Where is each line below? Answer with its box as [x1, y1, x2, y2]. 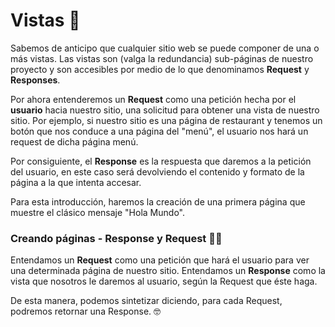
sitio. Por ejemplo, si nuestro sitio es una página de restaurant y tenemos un [10, 114, 323, 126]
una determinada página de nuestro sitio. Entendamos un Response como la [10, 265, 326, 277]
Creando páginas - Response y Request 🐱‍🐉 [10, 231, 223, 245]
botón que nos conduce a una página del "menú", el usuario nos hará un [10, 125, 309, 137]
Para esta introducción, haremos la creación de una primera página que [10, 195, 306, 208]
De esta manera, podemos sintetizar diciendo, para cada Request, [10, 295, 283, 307]
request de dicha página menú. [10, 135, 139, 148]
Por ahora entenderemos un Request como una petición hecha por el [10, 93, 297, 105]
